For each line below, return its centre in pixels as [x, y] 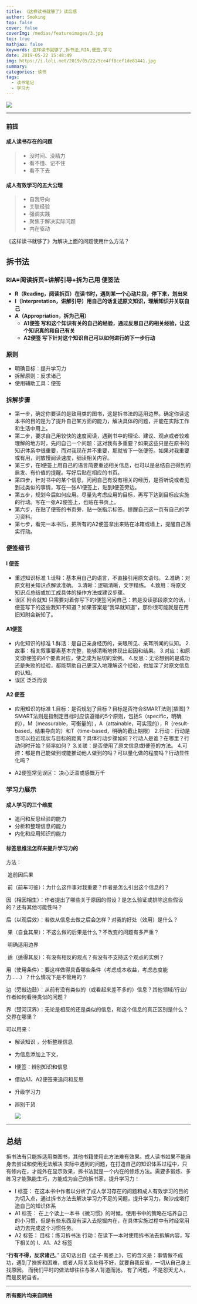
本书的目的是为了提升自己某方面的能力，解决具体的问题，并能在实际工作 [102, 421]
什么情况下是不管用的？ [59, 977]
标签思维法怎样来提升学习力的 [42, 848]
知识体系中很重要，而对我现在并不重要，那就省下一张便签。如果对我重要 [102, 450]
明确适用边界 [23, 945]
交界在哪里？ [21, 1017]
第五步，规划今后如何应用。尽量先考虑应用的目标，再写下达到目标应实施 [102, 495]
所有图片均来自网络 [29, 1295]
